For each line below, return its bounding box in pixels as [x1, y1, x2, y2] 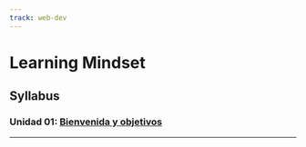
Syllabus [9, 88, 61, 104]
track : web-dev [9, 13, 67, 23]
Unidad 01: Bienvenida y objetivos [9, 115, 162, 128]
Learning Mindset [9, 52, 146, 73]
